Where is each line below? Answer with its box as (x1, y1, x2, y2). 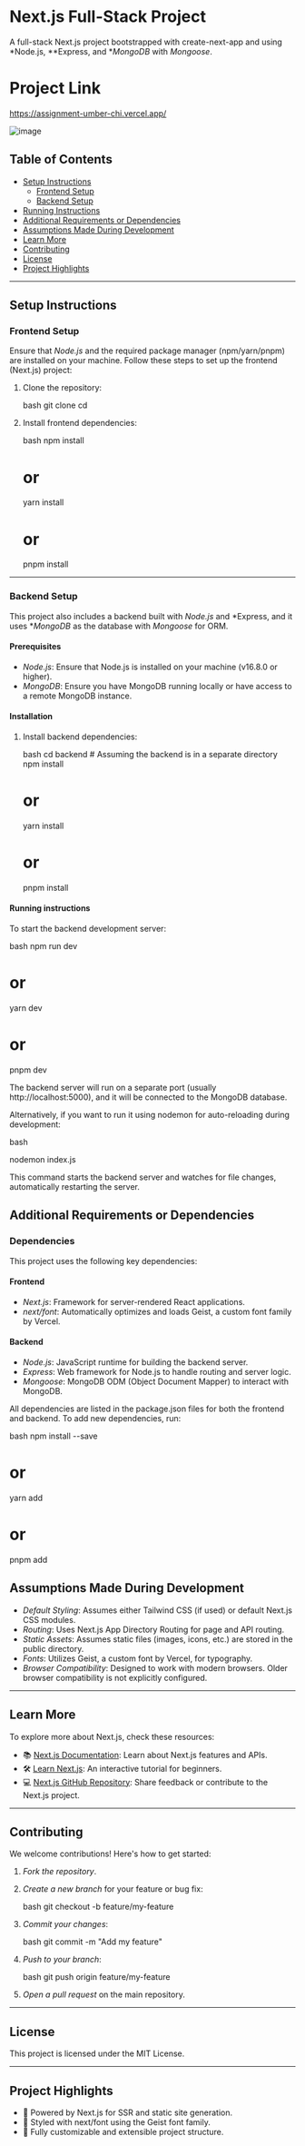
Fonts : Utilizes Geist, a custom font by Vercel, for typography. (22, 1653, 253, 1664)
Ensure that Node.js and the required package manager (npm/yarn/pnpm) (9, 345, 286, 356)
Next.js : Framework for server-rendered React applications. (22, 1296, 245, 1307)
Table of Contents (9, 152, 113, 167)
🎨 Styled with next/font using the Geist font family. (22, 2116, 211, 2127)
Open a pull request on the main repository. (22, 1989, 186, 2000)
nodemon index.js (9, 1153, 76, 1164)
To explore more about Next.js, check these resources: (9, 1731, 215, 1742)
